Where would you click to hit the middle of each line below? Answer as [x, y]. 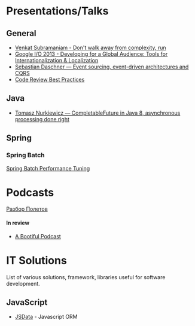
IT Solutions [36, 260]
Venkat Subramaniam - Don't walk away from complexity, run [90, 47]
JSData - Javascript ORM [46, 317]
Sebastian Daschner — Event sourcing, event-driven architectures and [102, 67]
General [22, 33]
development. [23, 283]
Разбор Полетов [27, 209]
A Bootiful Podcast [38, 236]
